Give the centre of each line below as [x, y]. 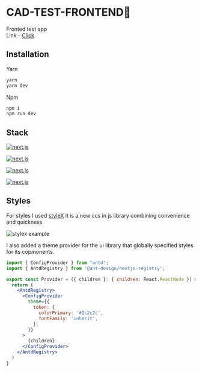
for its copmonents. [30, 251]
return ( [23, 285]
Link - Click [20, 35]
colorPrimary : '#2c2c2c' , [71, 313]
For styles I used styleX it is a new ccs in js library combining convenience [98, 215]
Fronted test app [27, 29]
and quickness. [25, 222]
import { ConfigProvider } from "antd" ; [58, 263]
